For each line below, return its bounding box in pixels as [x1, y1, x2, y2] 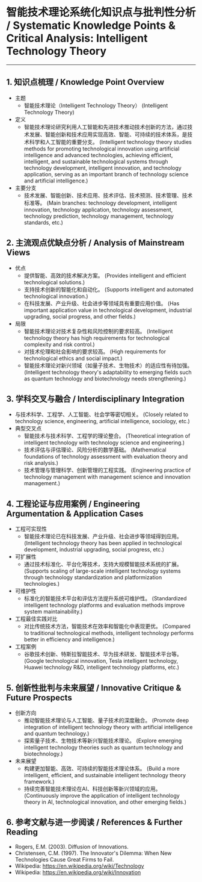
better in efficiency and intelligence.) [23, 636, 115, 643]
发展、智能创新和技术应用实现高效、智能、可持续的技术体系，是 [29, 131, 188, 138]
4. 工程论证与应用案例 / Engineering [6, 498, 140, 509]
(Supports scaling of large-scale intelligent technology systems [23, 567, 182, 575]
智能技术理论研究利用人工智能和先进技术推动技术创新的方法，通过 [23, 123, 188, 130]
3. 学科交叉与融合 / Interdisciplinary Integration [6, 394, 185, 404]
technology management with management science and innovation [23, 473, 191, 480]
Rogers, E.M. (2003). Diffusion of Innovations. [14, 843, 129, 850]
